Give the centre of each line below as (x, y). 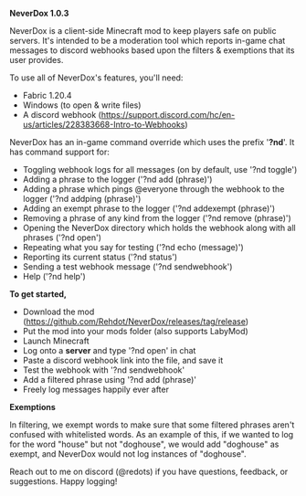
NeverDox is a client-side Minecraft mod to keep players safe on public (143, 31)
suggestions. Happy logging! (63, 481)
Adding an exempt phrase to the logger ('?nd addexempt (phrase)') (149, 208)
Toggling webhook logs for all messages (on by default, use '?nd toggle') (160, 169)
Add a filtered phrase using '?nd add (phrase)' (110, 380)
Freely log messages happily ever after (95, 389)
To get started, (38, 294)
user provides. (37, 60)
